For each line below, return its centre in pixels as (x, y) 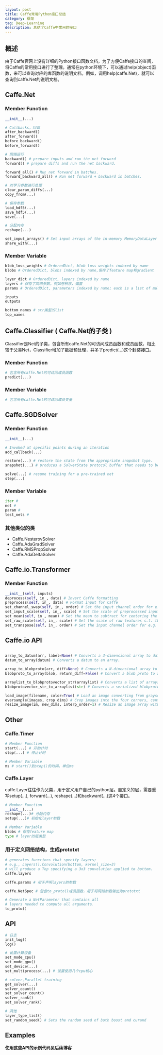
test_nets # (17, 515)
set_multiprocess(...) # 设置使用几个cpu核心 (49, 971)
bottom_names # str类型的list (34, 310)
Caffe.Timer (19, 733)
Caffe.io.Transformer (38, 570)
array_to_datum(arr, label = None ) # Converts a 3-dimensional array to (78, 656)
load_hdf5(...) (20, 208)
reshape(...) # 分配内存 (27, 814)
